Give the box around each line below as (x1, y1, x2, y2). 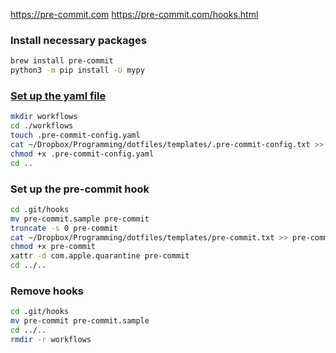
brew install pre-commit (10, 56, 114, 66)
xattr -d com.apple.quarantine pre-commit (10, 251, 190, 261)
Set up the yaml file (10, 89, 107, 103)
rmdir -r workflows (10, 334, 92, 344)
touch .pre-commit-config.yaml (10, 130, 141, 141)
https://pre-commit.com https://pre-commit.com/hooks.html (10, 9, 259, 20)
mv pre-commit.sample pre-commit (10, 214, 150, 224)
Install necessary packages (10, 33, 147, 47)
